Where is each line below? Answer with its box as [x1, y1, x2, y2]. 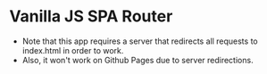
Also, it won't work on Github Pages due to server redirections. [21, 54, 254, 65]
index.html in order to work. [21, 45, 124, 55]
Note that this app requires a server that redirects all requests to [21, 36, 258, 46]
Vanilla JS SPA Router [9, 6, 173, 27]
